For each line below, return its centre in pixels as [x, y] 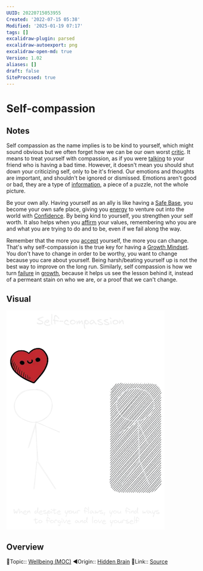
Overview [25, 547]
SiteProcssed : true [31, 77]
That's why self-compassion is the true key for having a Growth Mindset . [98, 247]
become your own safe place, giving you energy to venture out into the [95, 209]
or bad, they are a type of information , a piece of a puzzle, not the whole [98, 185]
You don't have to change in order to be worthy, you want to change [92, 254]
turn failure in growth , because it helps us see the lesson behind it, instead [100, 273]
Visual [19, 299]
